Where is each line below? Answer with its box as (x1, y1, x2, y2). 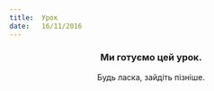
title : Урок (9, 13, 58, 23)
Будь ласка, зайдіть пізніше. (97, 71, 205, 82)
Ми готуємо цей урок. (100, 51, 202, 64)
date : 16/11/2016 (9, 22, 83, 31)
